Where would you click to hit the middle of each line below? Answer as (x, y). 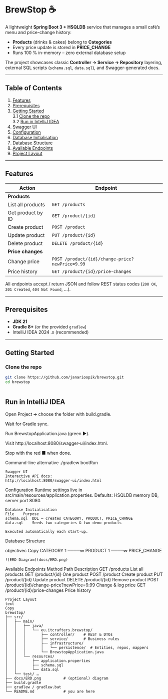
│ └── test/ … (22, 674)
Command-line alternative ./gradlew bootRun (52, 462)
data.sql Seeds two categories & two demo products (63, 523)
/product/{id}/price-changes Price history (48, 590)
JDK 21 (20, 321)
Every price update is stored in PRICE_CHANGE (61, 47)
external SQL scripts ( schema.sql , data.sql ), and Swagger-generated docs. (82, 68)
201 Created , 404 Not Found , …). (38, 289)
